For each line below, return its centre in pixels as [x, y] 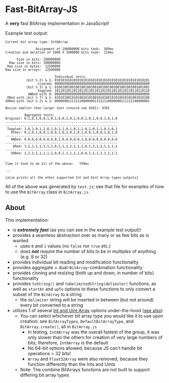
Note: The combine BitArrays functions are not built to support [85, 369]
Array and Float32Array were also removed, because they [88, 359]
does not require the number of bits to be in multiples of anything [88, 251]
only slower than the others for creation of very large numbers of [95, 337]
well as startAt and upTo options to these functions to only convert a [84, 289]
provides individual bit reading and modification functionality [75, 262]
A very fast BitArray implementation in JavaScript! [57, 23]
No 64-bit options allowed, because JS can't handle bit [85, 348]
